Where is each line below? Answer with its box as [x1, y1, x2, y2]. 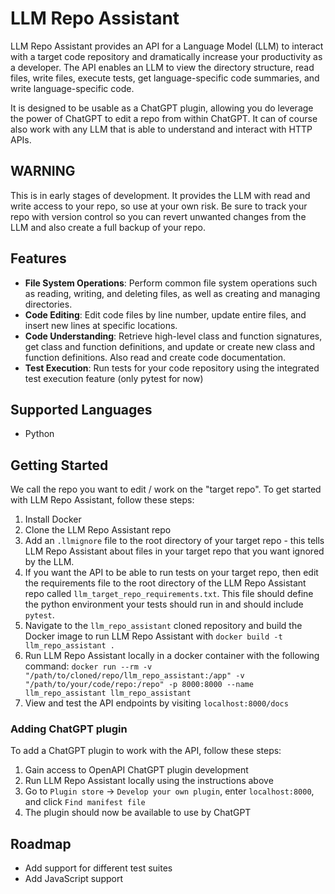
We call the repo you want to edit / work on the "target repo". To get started [10, 483, 322, 496]
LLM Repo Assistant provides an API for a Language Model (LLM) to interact [10, 40, 324, 52]
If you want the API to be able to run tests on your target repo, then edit [24, 567, 319, 579]
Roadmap [10, 835, 72, 852]
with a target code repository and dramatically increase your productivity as [10, 50, 323, 62]
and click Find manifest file [24, 796, 146, 808]
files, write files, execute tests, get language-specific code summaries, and [10, 72, 320, 84]
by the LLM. [24, 556, 75, 568]
